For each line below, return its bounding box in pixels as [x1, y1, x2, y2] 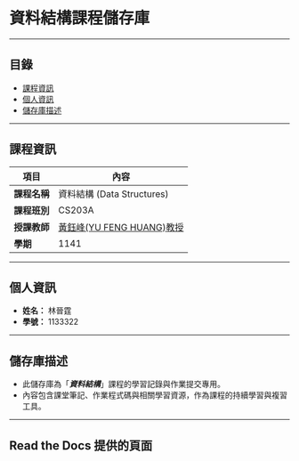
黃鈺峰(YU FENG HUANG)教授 [58, 221, 184, 233]
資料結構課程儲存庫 [9, 8, 150, 28]
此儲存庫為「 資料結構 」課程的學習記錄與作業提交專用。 [21, 379, 225, 390]
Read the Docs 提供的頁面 [9, 438, 153, 453]
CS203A [58, 204, 95, 216]
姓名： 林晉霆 [21, 305, 72, 316]
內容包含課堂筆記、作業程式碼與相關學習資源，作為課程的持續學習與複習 [21, 390, 287, 400]
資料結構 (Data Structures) [58, 188, 169, 200]
